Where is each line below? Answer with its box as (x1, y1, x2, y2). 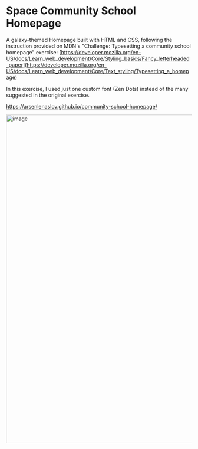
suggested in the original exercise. (6, 91, 90, 99)
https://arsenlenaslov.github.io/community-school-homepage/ (6, 103, 158, 110)
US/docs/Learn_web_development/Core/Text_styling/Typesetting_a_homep (6, 67, 190, 74)
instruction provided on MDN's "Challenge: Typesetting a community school (6, 42, 192, 50)
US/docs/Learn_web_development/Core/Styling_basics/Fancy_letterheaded (6, 55, 190, 62)
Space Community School (6, 4, 137, 18)
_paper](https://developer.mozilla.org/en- (6, 61, 107, 68)
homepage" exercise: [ (6, 48, 62, 55)
